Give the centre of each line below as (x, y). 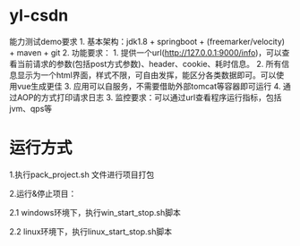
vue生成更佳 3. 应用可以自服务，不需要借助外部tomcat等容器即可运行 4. (149, 86)
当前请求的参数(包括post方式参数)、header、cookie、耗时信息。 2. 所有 (149, 64)
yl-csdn (39, 16)
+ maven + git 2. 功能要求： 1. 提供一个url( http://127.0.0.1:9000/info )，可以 (146, 52)
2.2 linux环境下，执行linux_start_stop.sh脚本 (91, 231)
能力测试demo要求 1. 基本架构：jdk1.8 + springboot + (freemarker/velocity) (147, 41)
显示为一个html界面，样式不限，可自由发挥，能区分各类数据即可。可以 (146, 75)
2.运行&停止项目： (43, 193)
